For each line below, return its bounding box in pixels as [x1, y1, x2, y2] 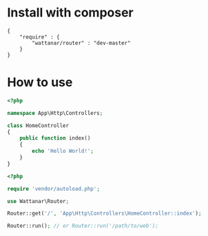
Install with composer [7, 5, 134, 21]
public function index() [19, 135, 91, 142]
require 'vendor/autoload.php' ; [7, 185, 100, 192]
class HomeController [7, 122, 70, 129]
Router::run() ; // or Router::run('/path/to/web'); [7, 222, 158, 230]
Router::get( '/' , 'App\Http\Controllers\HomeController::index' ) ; [7, 210, 202, 217]
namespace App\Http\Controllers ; [7, 109, 103, 116]
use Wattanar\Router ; [7, 197, 70, 204]
